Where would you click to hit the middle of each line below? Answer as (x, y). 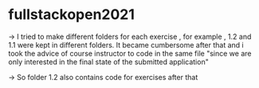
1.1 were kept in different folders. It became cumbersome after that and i (126, 44)
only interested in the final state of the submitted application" (108, 62)
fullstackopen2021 (72, 15)
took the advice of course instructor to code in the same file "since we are (130, 53)
